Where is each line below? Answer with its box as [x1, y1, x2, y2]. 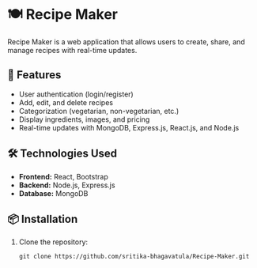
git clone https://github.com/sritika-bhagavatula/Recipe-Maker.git [18, 253, 250, 261]
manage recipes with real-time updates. [7, 45, 138, 55]
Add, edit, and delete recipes [18, 97, 114, 107]
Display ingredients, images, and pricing [18, 115, 150, 124]
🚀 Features [7, 68, 62, 82]
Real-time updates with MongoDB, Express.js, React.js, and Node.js [18, 123, 240, 132]
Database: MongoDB [18, 188, 89, 198]
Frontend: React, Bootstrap [18, 172, 108, 181]
